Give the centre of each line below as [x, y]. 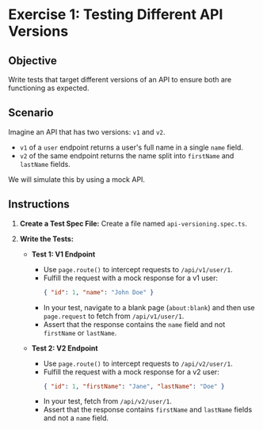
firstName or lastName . [80, 332]
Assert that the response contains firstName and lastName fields [148, 410]
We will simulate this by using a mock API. [76, 179]
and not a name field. [76, 418]
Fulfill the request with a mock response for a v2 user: [131, 372]
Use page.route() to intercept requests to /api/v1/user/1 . [138, 269]
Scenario [31, 113]
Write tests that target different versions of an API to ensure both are [120, 80]
